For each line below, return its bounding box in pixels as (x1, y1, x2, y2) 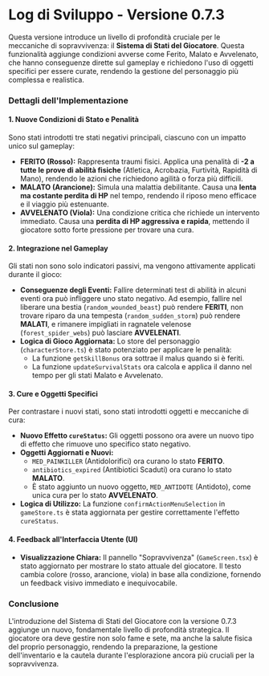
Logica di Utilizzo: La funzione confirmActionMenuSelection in (19, 499, 226, 509)
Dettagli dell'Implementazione (8, 95, 128, 106)
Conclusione (8, 598, 59, 609)
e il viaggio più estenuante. (19, 199, 110, 210)
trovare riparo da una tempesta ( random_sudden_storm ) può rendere (19, 311, 241, 320)
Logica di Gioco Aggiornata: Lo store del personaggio (19, 336, 201, 346)
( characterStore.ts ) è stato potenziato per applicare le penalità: (19, 345, 232, 355)
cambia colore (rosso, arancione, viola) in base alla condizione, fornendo (19, 569, 262, 579)
